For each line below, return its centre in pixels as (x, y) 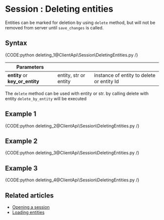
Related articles (29, 195)
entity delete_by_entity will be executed (46, 98)
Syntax (16, 43)
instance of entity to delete (125, 75)
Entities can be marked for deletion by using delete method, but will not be (80, 22)
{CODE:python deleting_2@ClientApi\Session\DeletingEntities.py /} (72, 126)
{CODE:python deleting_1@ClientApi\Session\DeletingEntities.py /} (72, 55)
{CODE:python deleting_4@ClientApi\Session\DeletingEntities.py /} (72, 180)
